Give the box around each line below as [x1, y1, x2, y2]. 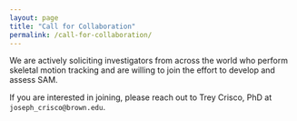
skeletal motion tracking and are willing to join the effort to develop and [9, 65, 275, 76]
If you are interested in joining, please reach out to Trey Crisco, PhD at [9, 92, 272, 103]
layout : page [9, 13, 59, 23]
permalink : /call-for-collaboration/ [9, 30, 153, 39]
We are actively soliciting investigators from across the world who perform [9, 55, 289, 66]
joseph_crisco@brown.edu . [9, 102, 106, 113]
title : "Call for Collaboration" [9, 22, 136, 31]
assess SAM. [9, 75, 58, 86]
